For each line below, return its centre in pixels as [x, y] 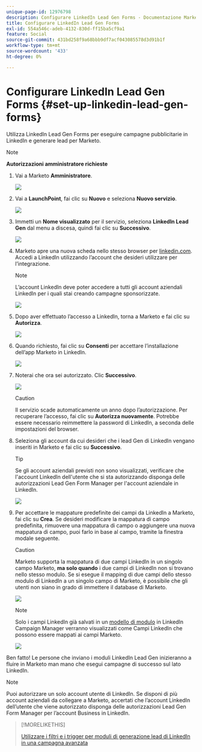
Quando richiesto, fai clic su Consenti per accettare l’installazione [96, 346]
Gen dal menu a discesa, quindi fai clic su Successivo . [83, 228]
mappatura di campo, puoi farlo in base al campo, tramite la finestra [99, 531]
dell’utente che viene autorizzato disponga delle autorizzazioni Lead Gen [96, 706]
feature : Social [26, 34]
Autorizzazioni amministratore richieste [57, 164]
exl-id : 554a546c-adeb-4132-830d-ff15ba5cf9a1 [66, 29]
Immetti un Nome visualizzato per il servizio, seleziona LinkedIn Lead [102, 221]
